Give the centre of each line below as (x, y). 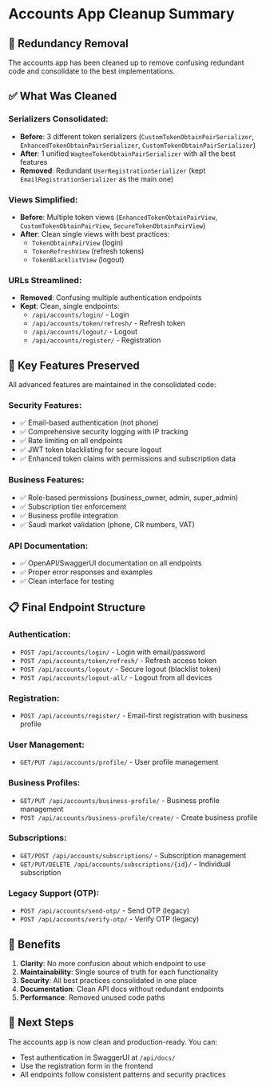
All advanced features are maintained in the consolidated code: (112, 385)
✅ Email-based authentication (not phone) (89, 423)
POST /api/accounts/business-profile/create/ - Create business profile (139, 817)
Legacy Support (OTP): (54, 893)
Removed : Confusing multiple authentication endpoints (111, 298)
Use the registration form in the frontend (86, 1065)
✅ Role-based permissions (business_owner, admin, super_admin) (129, 498)
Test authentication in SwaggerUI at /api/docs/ (97, 1057)
